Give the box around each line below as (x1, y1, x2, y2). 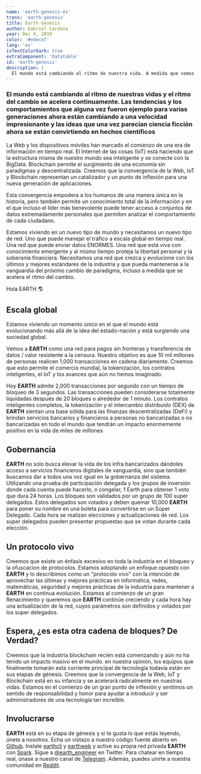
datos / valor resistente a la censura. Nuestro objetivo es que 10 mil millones (6, 352, 194, 359)
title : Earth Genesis (6, 20, 61, 26)
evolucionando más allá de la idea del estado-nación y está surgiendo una (6, 327, 190, 334)
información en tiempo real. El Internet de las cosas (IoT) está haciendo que (6, 148, 193, 155)
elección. (6, 524, 29, 532)
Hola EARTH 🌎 (6, 285, 44, 292)
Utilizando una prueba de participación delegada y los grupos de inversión (6, 480, 191, 487)
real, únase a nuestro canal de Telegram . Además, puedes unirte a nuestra (6, 755, 191, 762)
